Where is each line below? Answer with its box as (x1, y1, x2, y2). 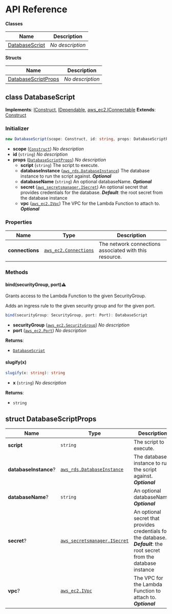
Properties (5, 218, 32, 225)
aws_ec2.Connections (44, 247, 94, 254)
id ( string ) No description (12, 151, 68, 157)
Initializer (5, 125, 29, 132)
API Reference (5, 4, 68, 15)
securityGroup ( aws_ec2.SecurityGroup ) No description (12, 322, 130, 328)
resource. (99, 253, 122, 260)
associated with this (99, 247, 147, 254)
